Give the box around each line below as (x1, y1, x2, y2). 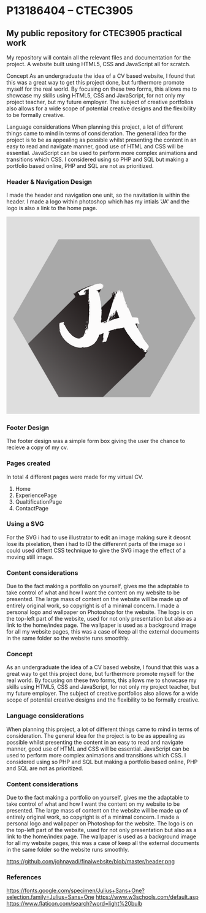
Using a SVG (6, 520, 44, 528)
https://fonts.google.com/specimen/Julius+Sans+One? (6, 887, 145, 895)
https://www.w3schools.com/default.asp (96, 893, 199, 901)
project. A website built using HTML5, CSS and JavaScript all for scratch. (6, 61, 191, 67)
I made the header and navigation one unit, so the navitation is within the (6, 191, 190, 199)
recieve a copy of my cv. (6, 444, 69, 451)
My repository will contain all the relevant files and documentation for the (6, 54, 191, 61)
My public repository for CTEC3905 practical (6, 28, 183, 39)
